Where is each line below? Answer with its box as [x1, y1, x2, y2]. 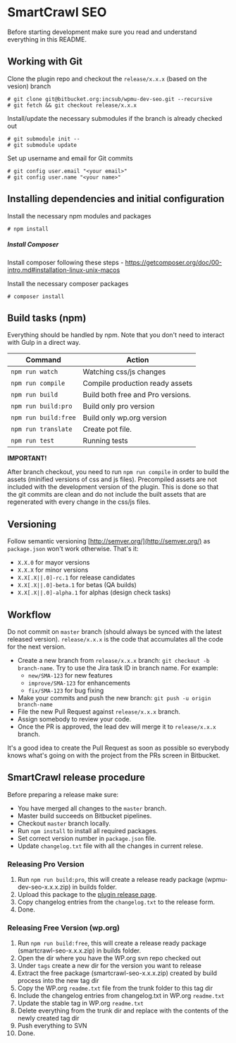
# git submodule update [7, 141, 77, 148]
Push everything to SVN [17, 1022, 87, 1030]
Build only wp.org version [82, 413, 167, 423]
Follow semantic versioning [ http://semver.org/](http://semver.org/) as [7, 537, 211, 546]
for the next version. [7, 642, 66, 651]
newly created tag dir [17, 1014, 80, 1023]
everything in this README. [7, 35, 87, 43]
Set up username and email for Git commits [7, 153, 133, 163]
